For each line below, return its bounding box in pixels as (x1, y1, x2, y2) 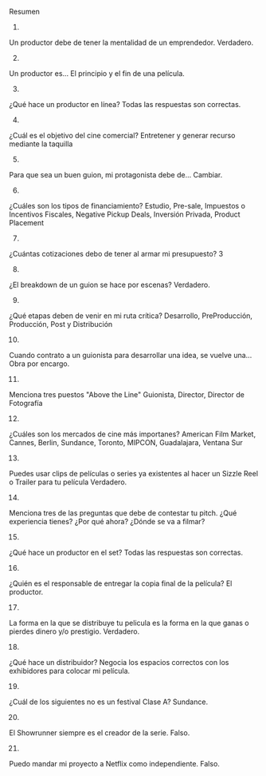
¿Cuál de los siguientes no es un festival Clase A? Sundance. (9, 697, 209, 706)
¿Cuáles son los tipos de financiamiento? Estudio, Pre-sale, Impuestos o (9, 201, 246, 210)
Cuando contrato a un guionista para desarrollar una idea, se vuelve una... (9, 351, 252, 360)
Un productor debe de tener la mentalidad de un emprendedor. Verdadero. (9, 38, 254, 47)
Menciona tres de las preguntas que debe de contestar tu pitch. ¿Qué (9, 508, 237, 518)
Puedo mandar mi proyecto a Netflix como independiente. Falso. (9, 759, 220, 768)
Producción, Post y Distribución (9, 320, 113, 328)
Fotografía (9, 399, 43, 408)
